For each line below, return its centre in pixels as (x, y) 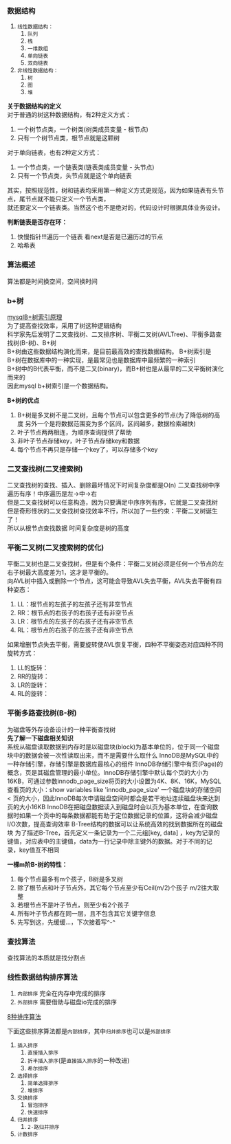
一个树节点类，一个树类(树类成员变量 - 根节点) (83, 129)
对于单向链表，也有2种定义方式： (54, 153)
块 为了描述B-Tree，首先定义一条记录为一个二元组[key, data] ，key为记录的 (113, 833)
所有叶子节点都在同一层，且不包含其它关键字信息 (86, 913)
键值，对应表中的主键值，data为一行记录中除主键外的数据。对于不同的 (107, 841)
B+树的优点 (23, 400)
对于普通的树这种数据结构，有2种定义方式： (69, 115)
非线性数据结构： (37, 71)
